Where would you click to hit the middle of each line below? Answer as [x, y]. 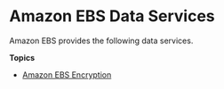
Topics [22, 57]
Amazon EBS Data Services [112, 16]
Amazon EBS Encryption [67, 74]
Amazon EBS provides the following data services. [101, 41]
